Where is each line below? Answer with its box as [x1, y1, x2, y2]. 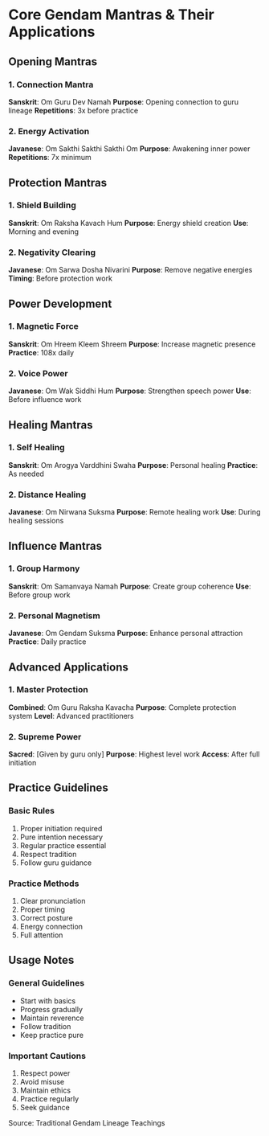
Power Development [8, 297, 112, 310]
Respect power [19, 1068, 71, 1078]
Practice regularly [19, 1094, 79, 1104]
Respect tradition [19, 849, 77, 859]
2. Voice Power [8, 367, 68, 379]
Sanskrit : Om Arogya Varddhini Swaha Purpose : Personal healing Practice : [8, 460, 259, 470]
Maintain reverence [19, 1013, 84, 1023]
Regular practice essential [19, 840, 107, 850]
